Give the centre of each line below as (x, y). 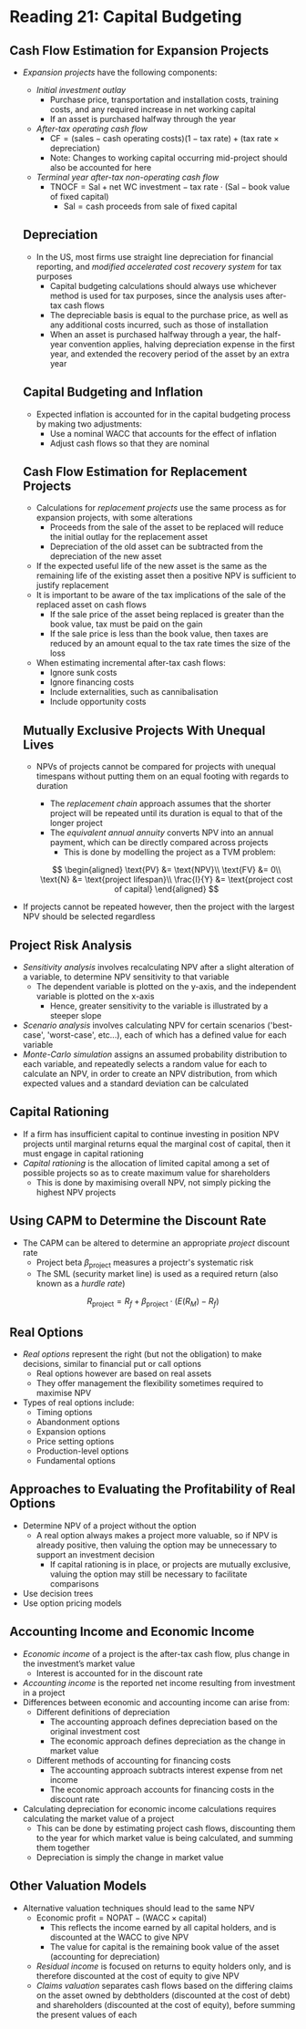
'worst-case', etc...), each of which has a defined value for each (167, 1035)
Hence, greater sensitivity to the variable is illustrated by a (159, 1006)
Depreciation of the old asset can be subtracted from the (157, 547)
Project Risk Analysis (71, 945)
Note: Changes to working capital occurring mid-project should (168, 158)
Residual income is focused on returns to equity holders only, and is (163, 1966)
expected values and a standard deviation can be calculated (135, 1083)
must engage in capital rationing (83, 1153)
